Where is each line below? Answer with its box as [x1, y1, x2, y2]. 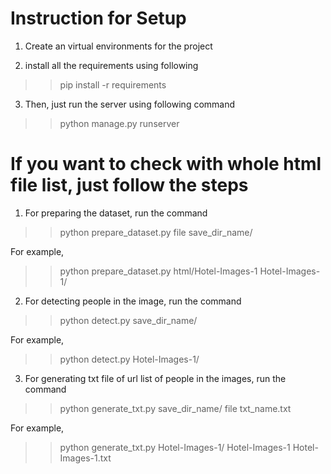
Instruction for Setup [10, 7, 187, 30]
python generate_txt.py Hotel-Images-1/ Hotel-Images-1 [59, 441, 291, 453]
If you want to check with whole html [10, 153, 322, 176]
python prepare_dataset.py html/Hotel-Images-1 [59, 265, 258, 277]
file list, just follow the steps [10, 174, 249, 197]
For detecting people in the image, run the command [24, 295, 242, 307]
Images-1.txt [59, 452, 112, 464]
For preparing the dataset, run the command [24, 207, 208, 219]
